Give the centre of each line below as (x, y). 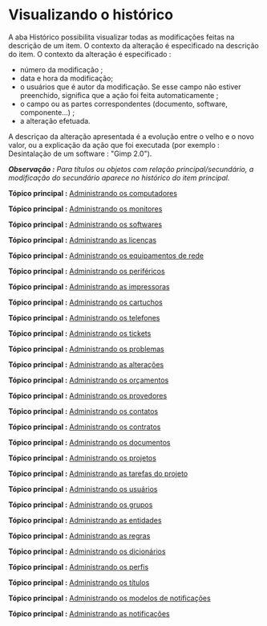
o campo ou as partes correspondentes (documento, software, (124, 104)
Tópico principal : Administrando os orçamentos (89, 380)
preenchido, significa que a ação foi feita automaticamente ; (119, 95)
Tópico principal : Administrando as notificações (89, 613)
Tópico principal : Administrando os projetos (82, 458)
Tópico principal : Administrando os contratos (85, 427)
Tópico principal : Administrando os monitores (85, 209)
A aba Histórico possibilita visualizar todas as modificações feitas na (121, 37)
